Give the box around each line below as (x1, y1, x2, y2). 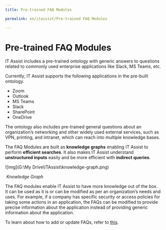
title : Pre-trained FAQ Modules (5, 7, 72, 12)
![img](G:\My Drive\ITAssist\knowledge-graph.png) (5, 164, 109, 170)
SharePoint (12, 109, 35, 115)
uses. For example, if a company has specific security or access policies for (5, 194, 160, 200)
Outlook (12, 93, 29, 99)
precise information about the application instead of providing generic (5, 204, 148, 211)
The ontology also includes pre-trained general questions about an (5, 124, 142, 130)
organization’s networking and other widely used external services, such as (5, 129, 160, 135)
